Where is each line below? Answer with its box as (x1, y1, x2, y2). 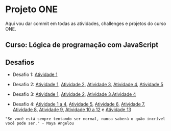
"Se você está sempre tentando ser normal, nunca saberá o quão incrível (5, 116, 166, 122)
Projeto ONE (5, 4, 58, 15)
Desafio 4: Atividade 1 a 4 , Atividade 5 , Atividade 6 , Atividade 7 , (12, 101, 145, 108)
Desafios (5, 58, 35, 67)
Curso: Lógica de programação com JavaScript (5, 41, 159, 49)
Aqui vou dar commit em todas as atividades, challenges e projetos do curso (5, 20, 166, 27)
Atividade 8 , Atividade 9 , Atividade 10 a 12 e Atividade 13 (12, 107, 132, 113)
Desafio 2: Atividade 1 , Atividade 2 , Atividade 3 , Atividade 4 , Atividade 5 (12, 82, 163, 88)
